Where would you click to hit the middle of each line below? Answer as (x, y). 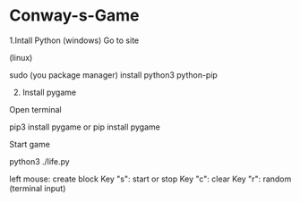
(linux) (21, 57)
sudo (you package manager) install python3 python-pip (113, 75)
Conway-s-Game (74, 16)
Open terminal (35, 109)
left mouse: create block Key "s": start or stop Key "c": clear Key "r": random (150, 179)
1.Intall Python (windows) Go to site (74, 40)
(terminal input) (38, 188)
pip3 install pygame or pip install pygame (85, 127)
